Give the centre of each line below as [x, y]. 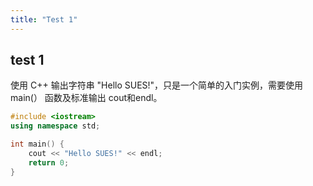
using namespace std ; [55, 126]
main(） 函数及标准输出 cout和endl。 [86, 98]
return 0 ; [49, 162]
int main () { [37, 144]
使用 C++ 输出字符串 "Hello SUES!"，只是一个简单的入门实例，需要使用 [157, 85]
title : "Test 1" [44, 19]
